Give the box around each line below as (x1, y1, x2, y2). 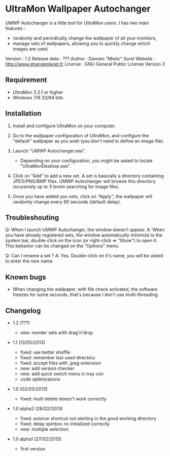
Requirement (5, 75, 47, 84)
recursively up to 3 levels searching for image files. (12, 183, 120, 189)
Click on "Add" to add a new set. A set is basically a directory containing (12, 173, 164, 179)
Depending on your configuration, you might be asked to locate (20, 158, 153, 164)
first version (20, 446, 46, 451)
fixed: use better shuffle (20, 349, 71, 355)
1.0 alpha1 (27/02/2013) (12, 436, 62, 442)
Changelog (5, 306, 41, 315)
